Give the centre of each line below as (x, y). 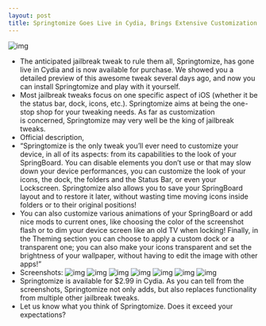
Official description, (52, 137)
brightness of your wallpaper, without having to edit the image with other (139, 255)
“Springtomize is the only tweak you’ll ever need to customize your (129, 146)
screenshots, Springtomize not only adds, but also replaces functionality (138, 289)
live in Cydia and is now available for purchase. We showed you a (127, 69)
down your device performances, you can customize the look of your (133, 171)
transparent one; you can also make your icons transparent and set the (136, 246)
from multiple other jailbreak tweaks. (80, 297)
